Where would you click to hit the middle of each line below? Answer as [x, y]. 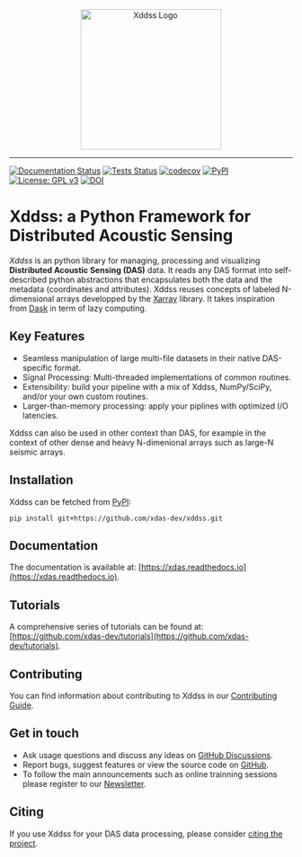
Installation [41, 480]
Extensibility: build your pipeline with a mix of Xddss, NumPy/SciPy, [147, 386]
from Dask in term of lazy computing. [78, 308]
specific [37, 367]
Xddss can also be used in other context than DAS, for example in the [138, 433]
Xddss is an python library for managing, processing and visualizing [135, 261]
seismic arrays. [37, 452]
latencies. [40, 415]
